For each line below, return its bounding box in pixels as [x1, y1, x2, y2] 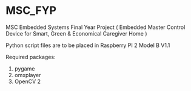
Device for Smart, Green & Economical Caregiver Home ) [5, 30, 147, 37]
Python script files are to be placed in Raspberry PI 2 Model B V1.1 [5, 42, 170, 49]
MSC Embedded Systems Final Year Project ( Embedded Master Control [5, 24, 186, 31]
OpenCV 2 [14, 78, 41, 85]
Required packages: [5, 53, 56, 60]
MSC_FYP [5, 4, 57, 17]
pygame [14, 64, 35, 72]
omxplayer [14, 71, 41, 78]
